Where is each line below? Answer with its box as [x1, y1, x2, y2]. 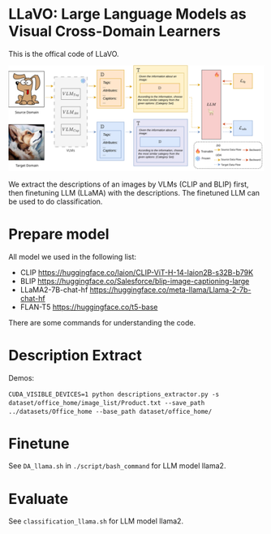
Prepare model [8, 225, 110, 243]
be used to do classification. [8, 196, 103, 206]
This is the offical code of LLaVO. [8, 49, 119, 58]
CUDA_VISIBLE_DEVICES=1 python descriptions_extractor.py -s [8, 390, 220, 398]
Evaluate [8, 489, 69, 508]
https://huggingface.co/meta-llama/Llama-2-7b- [89, 285, 252, 295]
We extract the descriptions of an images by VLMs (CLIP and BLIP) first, [8, 179, 249, 189]
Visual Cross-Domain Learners [8, 22, 221, 41]
